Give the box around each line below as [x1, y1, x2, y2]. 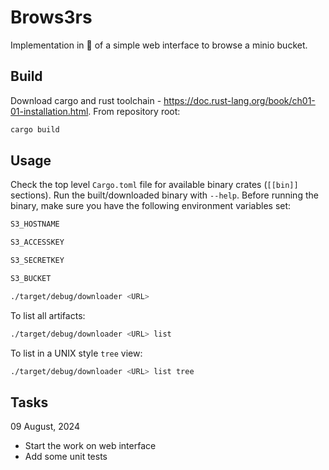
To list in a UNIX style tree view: [10, 347, 143, 359]
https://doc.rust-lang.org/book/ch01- [163, 94, 316, 106]
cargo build [10, 124, 60, 135]
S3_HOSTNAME [10, 219, 60, 230]
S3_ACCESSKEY [10, 237, 65, 248]
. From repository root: [88, 105, 181, 117]
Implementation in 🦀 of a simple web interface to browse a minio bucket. [10, 39, 308, 51]
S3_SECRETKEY [10, 256, 65, 266]
